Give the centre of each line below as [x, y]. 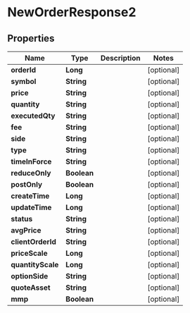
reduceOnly [31, 173]
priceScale [29, 253]
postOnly [27, 184]
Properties [31, 38]
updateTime [31, 207]
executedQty [33, 116]
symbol [24, 81]
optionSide [30, 276]
